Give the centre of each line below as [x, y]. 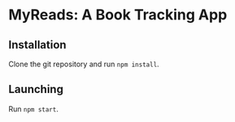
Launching [36, 89]
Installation [37, 45]
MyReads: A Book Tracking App [118, 15]
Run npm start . [33, 109]
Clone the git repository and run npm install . [84, 64]
